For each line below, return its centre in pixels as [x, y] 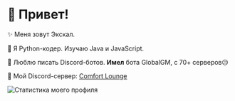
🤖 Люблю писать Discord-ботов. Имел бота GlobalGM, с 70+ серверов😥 [118, 62]
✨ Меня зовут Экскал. [41, 34]
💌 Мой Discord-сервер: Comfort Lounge [67, 76]
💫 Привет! [38, 15]
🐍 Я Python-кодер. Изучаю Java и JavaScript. [76, 48]
